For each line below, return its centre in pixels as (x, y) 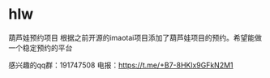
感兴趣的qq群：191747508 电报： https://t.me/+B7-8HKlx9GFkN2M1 (121, 65)
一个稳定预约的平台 (41, 48)
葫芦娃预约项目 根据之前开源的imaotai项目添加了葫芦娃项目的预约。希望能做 (135, 37)
